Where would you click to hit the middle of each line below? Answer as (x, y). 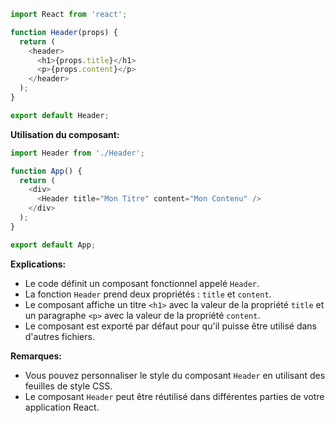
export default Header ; (60, 115)
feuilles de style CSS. (68, 386)
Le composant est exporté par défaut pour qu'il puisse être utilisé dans (171, 326)
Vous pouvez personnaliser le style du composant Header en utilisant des (175, 375)
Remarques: (36, 356)
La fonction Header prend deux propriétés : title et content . (148, 294)
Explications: (38, 264)
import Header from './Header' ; (77, 153)
